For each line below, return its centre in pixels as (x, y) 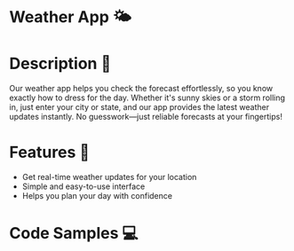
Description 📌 (60, 64)
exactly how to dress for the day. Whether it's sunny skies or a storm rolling (147, 98)
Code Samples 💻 (74, 234)
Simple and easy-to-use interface (83, 186)
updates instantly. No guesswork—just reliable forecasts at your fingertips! (146, 117)
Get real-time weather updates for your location (109, 177)
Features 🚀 (50, 153)
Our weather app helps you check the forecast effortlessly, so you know (141, 89)
